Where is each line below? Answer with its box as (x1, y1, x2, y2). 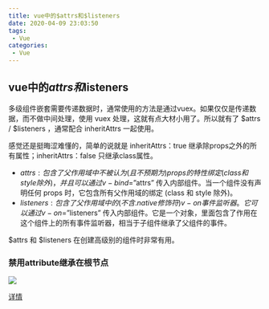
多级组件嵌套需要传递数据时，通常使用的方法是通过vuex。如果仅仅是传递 (8, 104, 250, 113)
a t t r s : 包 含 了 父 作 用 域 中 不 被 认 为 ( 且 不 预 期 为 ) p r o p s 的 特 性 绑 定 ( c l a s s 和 (19, 168, 249, 177)
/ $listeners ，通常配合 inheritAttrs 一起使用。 (8, 124, 159, 133)
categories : (8, 42, 48, 50)
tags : (8, 26, 26, 35)
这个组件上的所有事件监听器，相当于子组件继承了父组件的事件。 (19, 218, 231, 227)
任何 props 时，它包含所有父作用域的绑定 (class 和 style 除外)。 (26, 188, 238, 197)
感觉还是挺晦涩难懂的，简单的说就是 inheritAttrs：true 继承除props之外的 (8, 140, 251, 150)
